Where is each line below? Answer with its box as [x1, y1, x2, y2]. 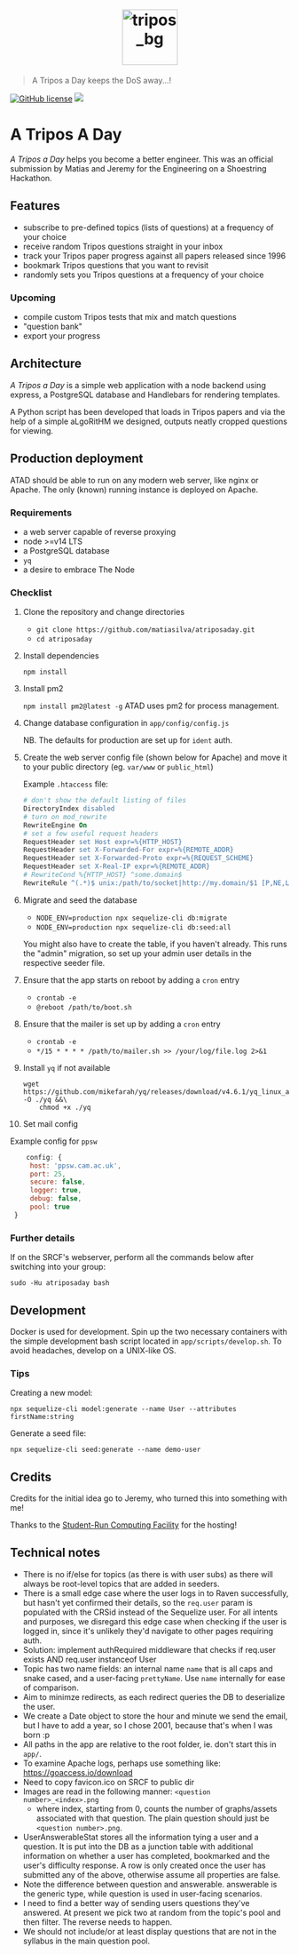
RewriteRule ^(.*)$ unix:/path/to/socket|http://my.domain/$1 [22, 878, 258, 888]
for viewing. [10, 425, 54, 435]
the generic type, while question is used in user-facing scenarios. [22, 1888, 263, 1899]
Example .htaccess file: [22, 778, 109, 790]
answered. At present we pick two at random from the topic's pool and [22, 1907, 281, 1918]
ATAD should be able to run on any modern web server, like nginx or [10, 475, 259, 485]
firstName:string [10, 1413, 74, 1422]
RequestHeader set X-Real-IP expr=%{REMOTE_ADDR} [22, 862, 211, 871]
